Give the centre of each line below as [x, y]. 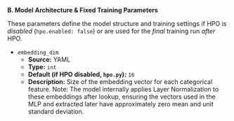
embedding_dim [38, 52]
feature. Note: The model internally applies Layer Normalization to [123, 89]
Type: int [42, 67]
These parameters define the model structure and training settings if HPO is [117, 23]
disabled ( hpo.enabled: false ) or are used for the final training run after [111, 31]
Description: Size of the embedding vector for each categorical [120, 82]
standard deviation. [56, 112]
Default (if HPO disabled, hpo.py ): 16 [81, 74]
